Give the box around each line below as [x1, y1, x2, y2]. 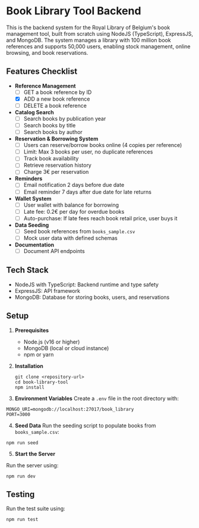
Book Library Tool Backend [6, 4, 141, 18]
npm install [14, 384, 45, 390]
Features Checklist [6, 67, 78, 77]
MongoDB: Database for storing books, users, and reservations [14, 293, 170, 301]
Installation [14, 362, 43, 370]
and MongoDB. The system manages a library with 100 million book [6, 36, 171, 43]
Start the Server [14, 450, 55, 457]
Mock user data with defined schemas [23, 234, 118, 242]
